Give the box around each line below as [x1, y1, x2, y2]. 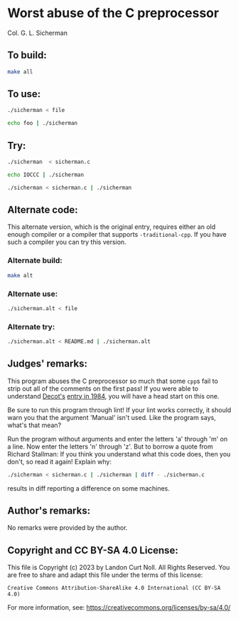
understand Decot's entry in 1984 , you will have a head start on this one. [7, 392, 220, 400]
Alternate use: [7, 289, 58, 299]
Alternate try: [7, 322, 55, 332]
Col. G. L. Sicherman [7, 29, 67, 37]
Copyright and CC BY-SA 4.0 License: [7, 544, 179, 556]
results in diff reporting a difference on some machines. [7, 484, 171, 493]
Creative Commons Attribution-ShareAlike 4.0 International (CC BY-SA [7, 585, 221, 592]
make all [7, 68, 33, 76]
